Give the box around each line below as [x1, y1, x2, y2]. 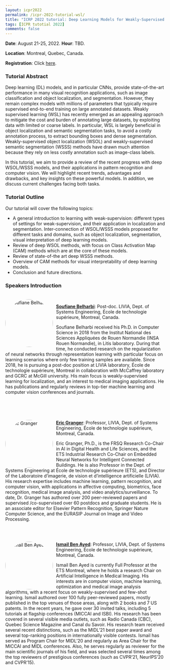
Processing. [5, 516, 30, 522]
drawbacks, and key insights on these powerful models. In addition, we [5, 175, 154, 181]
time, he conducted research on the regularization [56, 346, 161, 352]
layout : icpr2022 [5, 7, 42, 13]
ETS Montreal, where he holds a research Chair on [56, 568, 161, 574]
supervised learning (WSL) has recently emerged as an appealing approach [5, 112, 164, 118]
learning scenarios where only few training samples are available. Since [5, 357, 155, 363]
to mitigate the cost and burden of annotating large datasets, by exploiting [5, 117, 160, 123]
